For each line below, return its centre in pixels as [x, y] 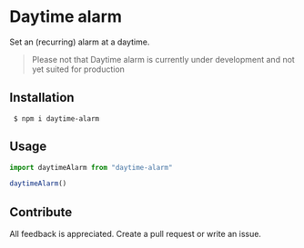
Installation [42, 98]
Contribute [41, 212]
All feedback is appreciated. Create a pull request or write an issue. [136, 234]
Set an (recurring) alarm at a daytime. [80, 42]
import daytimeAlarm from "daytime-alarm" [91, 167]
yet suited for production [78, 69]
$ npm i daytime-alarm [56, 119]
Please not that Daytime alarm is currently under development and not [163, 59]
